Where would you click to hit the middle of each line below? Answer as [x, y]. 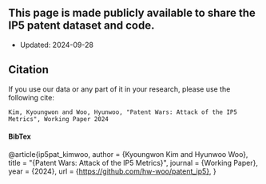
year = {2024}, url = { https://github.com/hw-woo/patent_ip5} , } [113, 171]
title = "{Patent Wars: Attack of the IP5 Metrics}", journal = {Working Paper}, [133, 162]
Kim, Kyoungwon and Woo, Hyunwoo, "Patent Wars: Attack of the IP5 [123, 112]
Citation [29, 70]
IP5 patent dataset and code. [81, 26]
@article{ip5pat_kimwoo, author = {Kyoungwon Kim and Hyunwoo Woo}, [128, 154]
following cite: [31, 97]
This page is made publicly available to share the [132, 13]
